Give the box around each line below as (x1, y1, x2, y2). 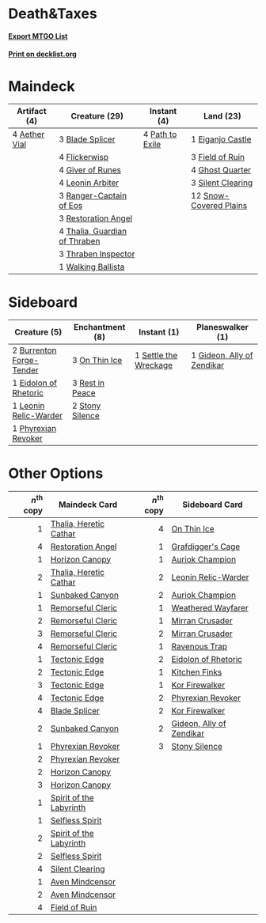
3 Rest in (71, 377, 105, 388)
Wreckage (134, 360, 173, 371)
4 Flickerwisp (59, 152, 109, 163)
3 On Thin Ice (71, 355, 123, 366)
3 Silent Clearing (191, 177, 253, 188)
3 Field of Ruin (191, 152, 245, 163)
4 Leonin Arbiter (59, 177, 120, 188)
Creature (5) (14, 327, 63, 338)
